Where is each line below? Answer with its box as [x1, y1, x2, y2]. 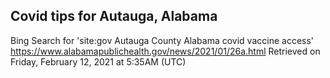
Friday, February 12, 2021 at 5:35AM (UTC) [10, 55, 187, 68]
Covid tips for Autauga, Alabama [10, 8, 218, 25]
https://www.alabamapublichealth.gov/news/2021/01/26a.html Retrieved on [10, 45, 321, 57]
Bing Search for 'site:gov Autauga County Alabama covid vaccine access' [10, 34, 315, 46]
